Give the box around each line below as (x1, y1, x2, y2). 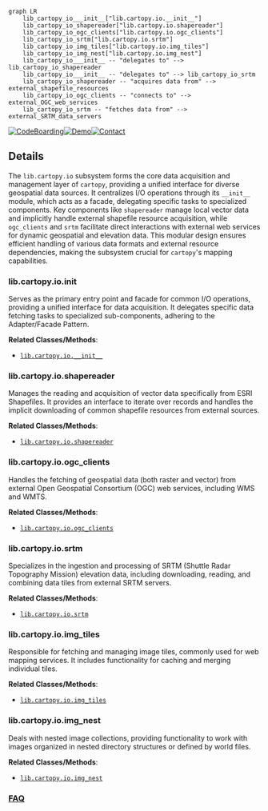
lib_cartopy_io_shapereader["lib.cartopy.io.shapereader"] (22, 22, 224, 30)
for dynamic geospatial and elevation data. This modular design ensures (8, 230, 246, 240)
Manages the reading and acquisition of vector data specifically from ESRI (8, 389, 253, 398)
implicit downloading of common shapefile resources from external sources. (8, 405, 260, 415)
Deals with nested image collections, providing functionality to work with (8, 733, 248, 743)
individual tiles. (8, 664, 58, 673)
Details (8, 150, 44, 163)
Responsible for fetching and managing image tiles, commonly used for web (8, 647, 259, 657)
